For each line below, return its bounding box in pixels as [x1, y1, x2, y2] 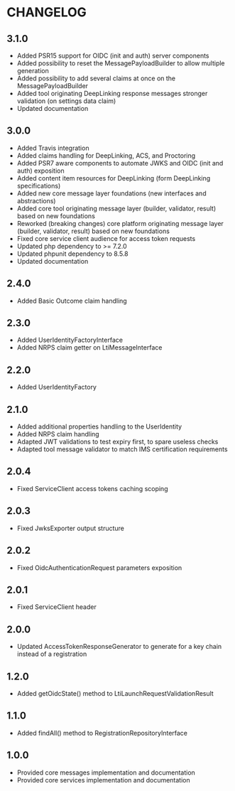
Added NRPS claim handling [16, 430, 100, 438]
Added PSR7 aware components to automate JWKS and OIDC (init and [16, 158, 224, 167]
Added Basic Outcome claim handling [16, 296, 127, 305]
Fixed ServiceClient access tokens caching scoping [16, 484, 168, 493]
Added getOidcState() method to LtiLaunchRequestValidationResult [16, 689, 214, 697]
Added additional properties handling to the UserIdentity [16, 422, 182, 431]
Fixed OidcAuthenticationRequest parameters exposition [16, 563, 182, 572]
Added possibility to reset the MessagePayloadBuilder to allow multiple [16, 59, 225, 68]
